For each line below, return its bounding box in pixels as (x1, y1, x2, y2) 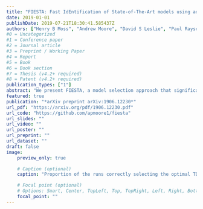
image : (6, 149, 23, 155)
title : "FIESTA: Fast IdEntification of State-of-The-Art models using (6, 8, 190, 15)
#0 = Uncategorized (6, 31, 56, 37)
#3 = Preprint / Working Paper (6, 48, 85, 54)
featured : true (6, 93, 45, 99)
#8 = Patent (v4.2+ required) (6, 76, 83, 82)
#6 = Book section (6, 65, 53, 71)
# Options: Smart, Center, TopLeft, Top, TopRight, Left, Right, (17, 188, 185, 194)
